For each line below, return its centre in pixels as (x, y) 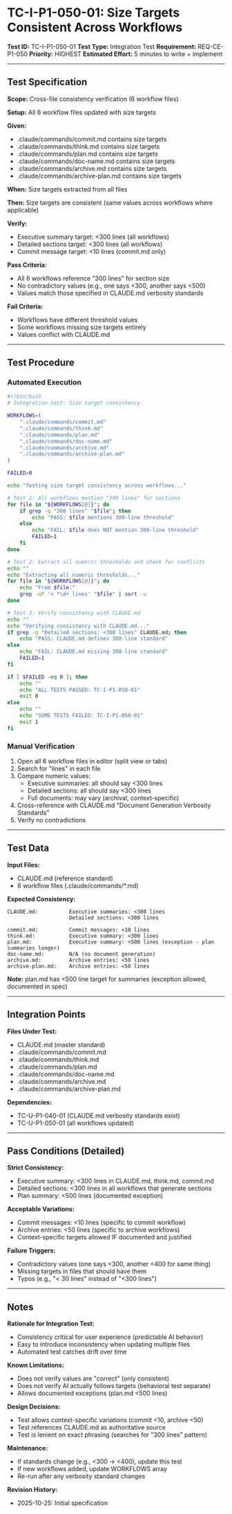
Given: (17, 125)
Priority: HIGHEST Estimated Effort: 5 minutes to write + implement (126, 54)
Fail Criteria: (25, 306)
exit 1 (29, 722)
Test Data (28, 848)
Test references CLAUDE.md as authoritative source (91, 1428)
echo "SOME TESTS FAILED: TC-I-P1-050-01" (81, 716)
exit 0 (29, 696)
